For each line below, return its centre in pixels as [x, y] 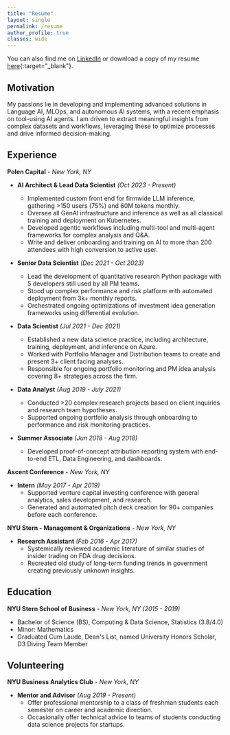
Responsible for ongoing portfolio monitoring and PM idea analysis [122, 368]
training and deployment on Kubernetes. [84, 220]
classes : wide [27, 39]
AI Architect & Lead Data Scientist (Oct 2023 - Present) [96, 185]
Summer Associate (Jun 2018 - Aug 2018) [77, 438]
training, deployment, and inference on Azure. [92, 347]
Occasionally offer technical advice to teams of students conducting [124, 717]
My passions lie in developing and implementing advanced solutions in [107, 104]
